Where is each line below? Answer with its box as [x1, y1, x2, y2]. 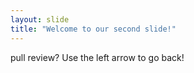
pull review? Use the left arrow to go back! [10, 51, 185, 63]
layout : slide [10, 14, 70, 25]
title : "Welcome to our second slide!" [10, 24, 177, 34]
